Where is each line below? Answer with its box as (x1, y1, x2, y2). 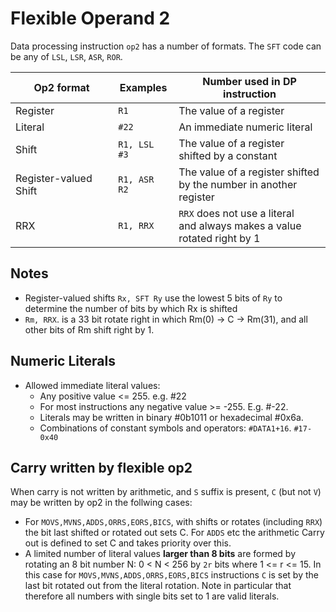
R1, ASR (118, 173, 155, 185)
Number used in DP (202, 74, 297, 88)
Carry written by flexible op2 (10, 459, 193, 476)
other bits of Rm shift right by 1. (24, 323, 155, 336)
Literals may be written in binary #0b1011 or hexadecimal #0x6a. (39, 411, 304, 423)
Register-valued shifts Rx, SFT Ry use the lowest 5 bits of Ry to (24, 292, 283, 304)
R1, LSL (118, 138, 155, 150)
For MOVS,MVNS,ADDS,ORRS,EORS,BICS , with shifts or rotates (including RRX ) (24, 516, 323, 528)
